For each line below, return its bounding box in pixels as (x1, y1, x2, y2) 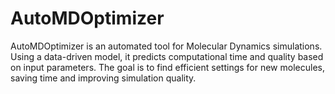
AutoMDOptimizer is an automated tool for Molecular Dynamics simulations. (10, 40, 323, 52)
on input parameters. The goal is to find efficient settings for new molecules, (10, 61, 325, 73)
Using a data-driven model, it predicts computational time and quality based (10, 50, 324, 62)
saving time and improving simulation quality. (10, 72, 197, 84)
